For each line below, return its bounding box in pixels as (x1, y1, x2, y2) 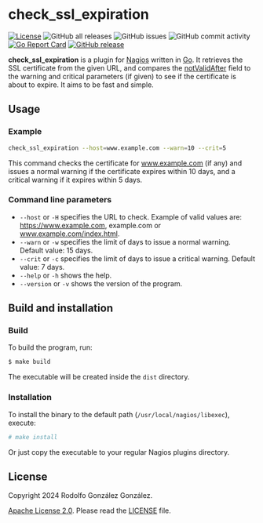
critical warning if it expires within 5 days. (8, 175, 143, 184)
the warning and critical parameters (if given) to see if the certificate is (8, 71, 237, 81)
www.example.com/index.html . (19, 229, 120, 238)
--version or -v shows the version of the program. (19, 278, 183, 288)
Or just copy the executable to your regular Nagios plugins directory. (8, 447, 230, 456)
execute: (8, 418, 37, 427)
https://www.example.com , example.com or (19, 220, 162, 230)
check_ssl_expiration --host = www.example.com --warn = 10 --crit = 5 (8, 143, 226, 152)
